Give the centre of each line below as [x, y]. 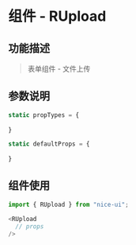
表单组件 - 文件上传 [59, 69]
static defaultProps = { [49, 144]
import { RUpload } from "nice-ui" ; [68, 204]
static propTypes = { [44, 115]
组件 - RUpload [57, 16]
